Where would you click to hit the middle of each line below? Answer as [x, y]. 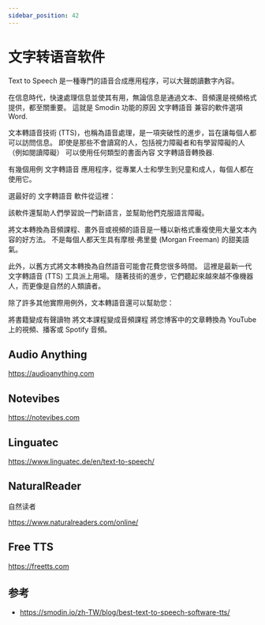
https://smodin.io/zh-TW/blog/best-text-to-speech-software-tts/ [125, 612]
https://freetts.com [39, 566]
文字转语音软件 [57, 57]
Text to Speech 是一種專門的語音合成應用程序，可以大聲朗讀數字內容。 [123, 81]
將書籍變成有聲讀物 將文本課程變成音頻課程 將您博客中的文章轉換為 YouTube [132, 319]
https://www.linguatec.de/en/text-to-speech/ [82, 461]
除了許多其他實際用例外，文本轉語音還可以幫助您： [91, 302]
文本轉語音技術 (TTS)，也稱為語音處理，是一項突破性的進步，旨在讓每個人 [129, 132]
